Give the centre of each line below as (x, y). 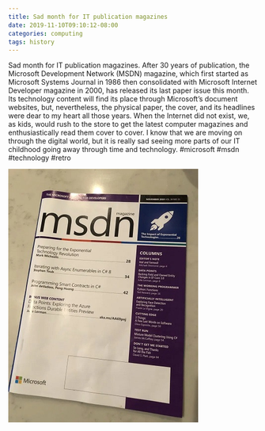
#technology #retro (40, 158)
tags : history (32, 42)
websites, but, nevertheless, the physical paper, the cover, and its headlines (132, 108)
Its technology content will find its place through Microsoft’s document (123, 99)
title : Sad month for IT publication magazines (88, 17)
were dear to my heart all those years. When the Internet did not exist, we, (129, 116)
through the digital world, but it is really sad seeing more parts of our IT (124, 141)
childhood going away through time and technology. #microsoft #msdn (124, 150)
